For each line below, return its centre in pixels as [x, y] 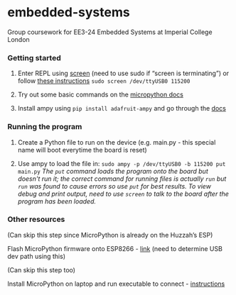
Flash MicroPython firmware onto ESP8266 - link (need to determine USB [115, 248]
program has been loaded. [57, 201]
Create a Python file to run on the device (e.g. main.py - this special [117, 142]
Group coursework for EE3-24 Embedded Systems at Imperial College [110, 32]
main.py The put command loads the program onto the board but [113, 171]
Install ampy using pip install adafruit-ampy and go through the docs [122, 108]
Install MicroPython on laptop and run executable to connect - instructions [116, 284]
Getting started [34, 57]
